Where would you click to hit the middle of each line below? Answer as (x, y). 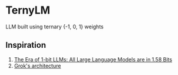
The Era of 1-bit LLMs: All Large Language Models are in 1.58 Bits (93, 59)
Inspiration (26, 45)
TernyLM (28, 10)
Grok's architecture (37, 66)
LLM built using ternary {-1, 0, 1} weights (55, 27)
